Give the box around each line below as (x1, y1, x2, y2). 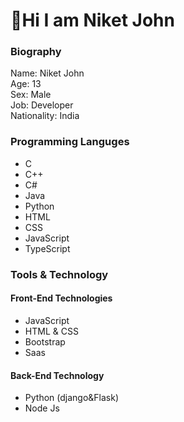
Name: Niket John (10, 67, 85, 79)
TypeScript (24, 242, 71, 254)
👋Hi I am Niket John (10, 9, 175, 32)
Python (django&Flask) (24, 392, 120, 404)
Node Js (24, 402, 60, 414)
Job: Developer (10, 99, 74, 111)
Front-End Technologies (10, 292, 113, 304)
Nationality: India (10, 110, 80, 122)
